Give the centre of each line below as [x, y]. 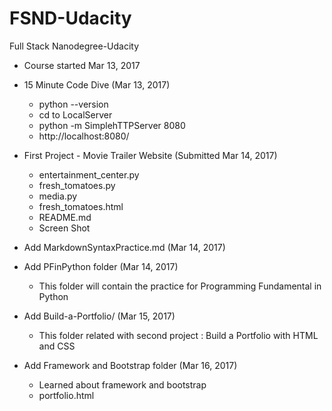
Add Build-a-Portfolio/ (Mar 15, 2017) [99, 316]
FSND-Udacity [70, 18]
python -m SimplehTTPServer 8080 [112, 125]
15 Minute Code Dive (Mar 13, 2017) [97, 84]
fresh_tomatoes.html [81, 206]
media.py [58, 196]
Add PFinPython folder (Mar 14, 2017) [101, 266]
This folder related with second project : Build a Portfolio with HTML [178, 335]
